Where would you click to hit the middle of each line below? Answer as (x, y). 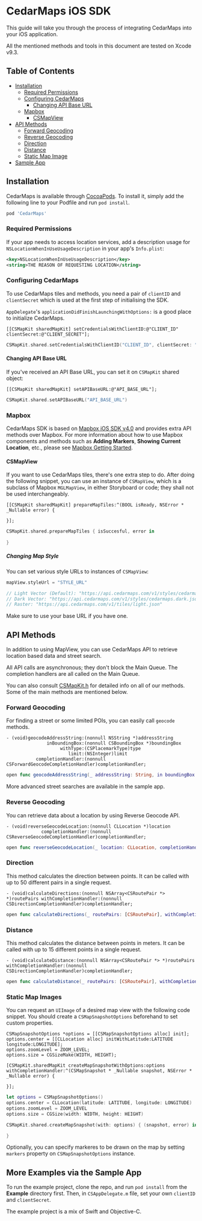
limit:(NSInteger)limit (98, 754)
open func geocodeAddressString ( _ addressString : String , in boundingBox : (102, 775)
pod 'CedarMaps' (26, 213)
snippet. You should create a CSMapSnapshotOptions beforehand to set (92, 1017)
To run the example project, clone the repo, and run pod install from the (97, 1187)
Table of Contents (41, 71)
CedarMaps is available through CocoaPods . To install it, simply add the (95, 196)
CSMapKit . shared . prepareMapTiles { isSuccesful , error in (80, 531)
